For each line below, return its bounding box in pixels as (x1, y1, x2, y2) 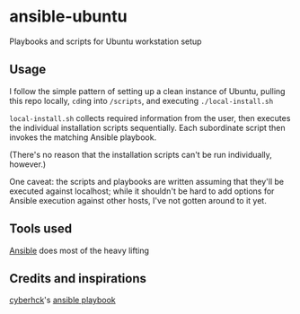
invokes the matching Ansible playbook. (9, 132, 157, 143)
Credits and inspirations (9, 271, 146, 286)
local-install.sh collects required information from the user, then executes (9, 112, 291, 123)
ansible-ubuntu (9, 6, 128, 27)
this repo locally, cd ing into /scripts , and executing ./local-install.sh (9, 95, 274, 106)
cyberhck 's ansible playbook (9, 294, 116, 306)
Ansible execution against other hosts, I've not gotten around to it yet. (9, 195, 267, 205)
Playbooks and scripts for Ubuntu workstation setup (9, 36, 202, 47)
